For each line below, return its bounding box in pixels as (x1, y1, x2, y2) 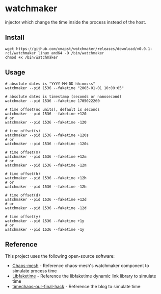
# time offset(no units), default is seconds (5, 107, 100, 112)
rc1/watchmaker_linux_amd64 (5, 50, 63, 55)
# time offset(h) (5, 171, 41, 176)
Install (5, 33, 25, 42)
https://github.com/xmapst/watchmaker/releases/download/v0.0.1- (16, 46, 153, 51)
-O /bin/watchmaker (64, 50, 105, 55)
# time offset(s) (5, 128, 41, 133)
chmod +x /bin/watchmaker (5, 55, 58, 60)
